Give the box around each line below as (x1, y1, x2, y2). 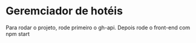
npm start (5, 30, 30, 37)
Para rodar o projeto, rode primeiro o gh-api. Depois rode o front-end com (5, 24, 191, 31)
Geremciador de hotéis (5, 4, 123, 18)
